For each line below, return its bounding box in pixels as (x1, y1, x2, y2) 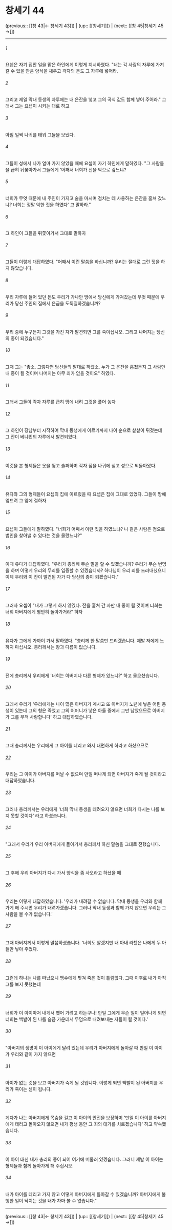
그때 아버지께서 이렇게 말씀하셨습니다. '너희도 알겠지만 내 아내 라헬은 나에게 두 (5, 940, 161, 946)
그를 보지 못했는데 (5, 981, 41, 987)
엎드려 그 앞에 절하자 (5, 497, 47, 503)
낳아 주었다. (14, 946, 38, 952)
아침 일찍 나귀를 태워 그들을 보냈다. (5, 131, 75, 137)
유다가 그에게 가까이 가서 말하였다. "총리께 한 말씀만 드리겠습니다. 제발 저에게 (5, 637, 159, 644)
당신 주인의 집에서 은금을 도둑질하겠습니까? (14, 300, 101, 306)
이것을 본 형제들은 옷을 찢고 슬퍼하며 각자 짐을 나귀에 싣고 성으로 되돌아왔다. (5, 462, 157, 468)
